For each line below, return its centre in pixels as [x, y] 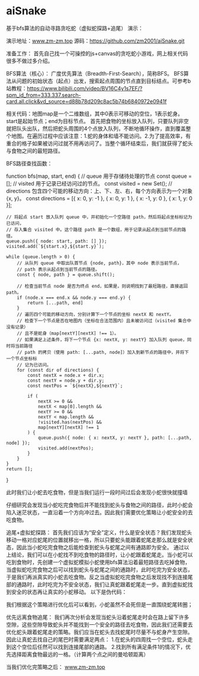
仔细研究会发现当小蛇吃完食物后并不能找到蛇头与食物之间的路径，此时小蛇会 [99, 505]
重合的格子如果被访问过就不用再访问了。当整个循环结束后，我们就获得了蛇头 [99, 143]
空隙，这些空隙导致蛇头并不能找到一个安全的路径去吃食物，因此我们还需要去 [99, 624]
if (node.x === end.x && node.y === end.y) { [74, 298]
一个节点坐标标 [22, 359]
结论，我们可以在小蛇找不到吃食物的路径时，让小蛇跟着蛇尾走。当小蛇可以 [102, 555]
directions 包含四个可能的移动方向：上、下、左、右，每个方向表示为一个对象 [99, 191]
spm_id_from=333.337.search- [44, 95]
